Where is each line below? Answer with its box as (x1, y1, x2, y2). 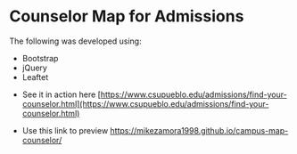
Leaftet (21, 71, 49, 82)
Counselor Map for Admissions (9, 6, 244, 27)
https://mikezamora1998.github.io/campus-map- (110, 125, 289, 135)
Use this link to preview (21, 125, 109, 135)
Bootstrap (21, 53, 59, 63)
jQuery (21, 62, 47, 73)
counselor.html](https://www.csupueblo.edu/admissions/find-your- (21, 98, 269, 109)
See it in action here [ (21, 89, 101, 100)
